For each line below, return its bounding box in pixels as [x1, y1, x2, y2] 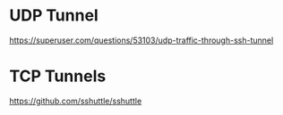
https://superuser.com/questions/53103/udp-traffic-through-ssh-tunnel [9, 35, 274, 45]
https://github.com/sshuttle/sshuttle [9, 95, 142, 106]
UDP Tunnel [9, 5, 99, 26]
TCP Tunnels [9, 66, 107, 86]
